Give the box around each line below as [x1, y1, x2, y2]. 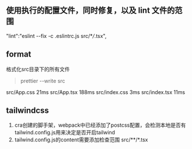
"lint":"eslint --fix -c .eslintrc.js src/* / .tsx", [6, 32, 107, 39]
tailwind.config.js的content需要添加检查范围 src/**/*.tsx [14, 136, 148, 143]
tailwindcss [6, 106, 50, 116]
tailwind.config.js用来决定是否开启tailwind [14, 129, 116, 136]
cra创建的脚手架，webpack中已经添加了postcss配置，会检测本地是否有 [14, 122, 186, 129]
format [6, 49, 32, 60]
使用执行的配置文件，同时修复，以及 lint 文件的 [6, 5, 175, 16]
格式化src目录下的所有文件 [6, 65, 70, 72]
